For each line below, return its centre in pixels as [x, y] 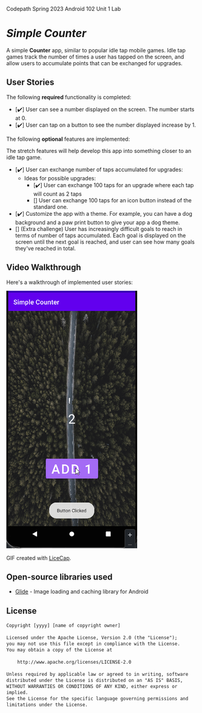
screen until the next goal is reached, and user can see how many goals [105, 242]
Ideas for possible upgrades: [60, 178]
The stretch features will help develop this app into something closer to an [99, 151]
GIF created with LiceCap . [39, 558]
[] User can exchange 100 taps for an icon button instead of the [113, 200]
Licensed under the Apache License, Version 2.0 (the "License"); [92, 638]
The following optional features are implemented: [68, 139]
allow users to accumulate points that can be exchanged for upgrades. [95, 63]
